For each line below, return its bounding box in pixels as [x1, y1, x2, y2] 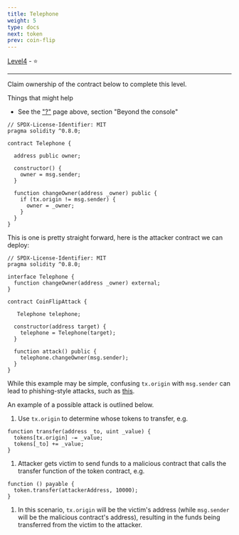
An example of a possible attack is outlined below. [7, 401, 154, 409]
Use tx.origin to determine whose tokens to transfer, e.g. [17, 414, 188, 423]
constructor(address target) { [14, 323, 107, 331]
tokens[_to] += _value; [14, 440, 84, 448]
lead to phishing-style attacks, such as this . [7, 387, 135, 396]
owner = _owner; [26, 202, 75, 210]
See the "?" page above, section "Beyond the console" [17, 107, 179, 116]
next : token [7, 30, 43, 38]
